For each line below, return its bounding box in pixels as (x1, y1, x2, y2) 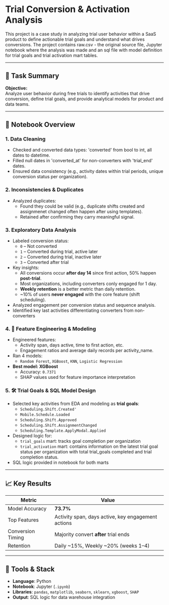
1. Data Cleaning (5, 136, 46, 143)
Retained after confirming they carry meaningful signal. (20, 214, 135, 220)
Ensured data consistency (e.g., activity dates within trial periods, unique (12, 168, 163, 174)
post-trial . (20, 276, 42, 282)
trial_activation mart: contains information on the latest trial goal (20, 443, 158, 449)
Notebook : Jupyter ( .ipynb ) (12, 583, 70, 590)
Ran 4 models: (12, 353, 43, 359)
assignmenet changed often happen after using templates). (20, 208, 143, 215)
